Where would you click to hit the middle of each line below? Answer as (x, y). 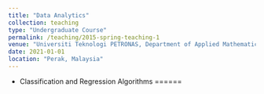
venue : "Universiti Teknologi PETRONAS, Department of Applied (114, 45)
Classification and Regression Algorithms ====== (101, 81)
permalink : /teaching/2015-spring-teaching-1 (84, 37)
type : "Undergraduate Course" (58, 30)
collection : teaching (44, 23)
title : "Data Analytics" (49, 15)
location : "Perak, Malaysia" (56, 60)
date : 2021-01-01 (37, 52)
